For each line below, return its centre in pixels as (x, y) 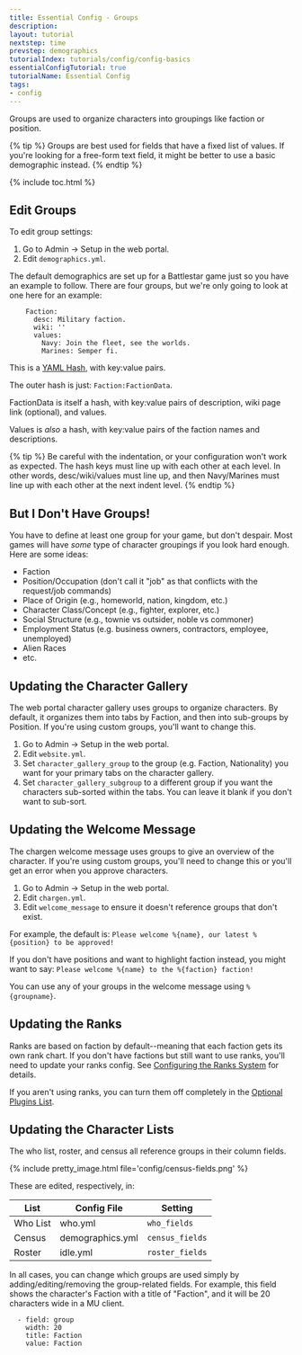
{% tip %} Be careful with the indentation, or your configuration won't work (148, 457)
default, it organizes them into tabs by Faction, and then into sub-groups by (149, 717)
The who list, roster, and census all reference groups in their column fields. (148, 1151)
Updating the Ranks (66, 1025)
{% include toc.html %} (53, 182)
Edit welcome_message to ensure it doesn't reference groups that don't (150, 907)
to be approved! (84, 942)
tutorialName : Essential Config (70, 76)
